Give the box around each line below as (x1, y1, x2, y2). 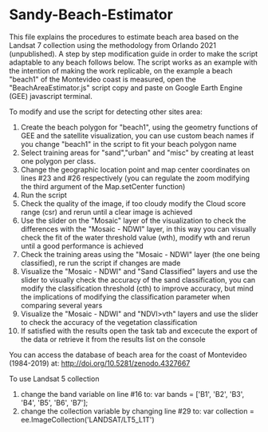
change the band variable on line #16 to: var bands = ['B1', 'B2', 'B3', (20, 389, 245, 398)
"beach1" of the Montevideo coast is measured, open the (9, 74, 196, 84)
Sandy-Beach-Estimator (9, 6, 174, 24)
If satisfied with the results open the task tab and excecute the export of (20, 326, 258, 335)
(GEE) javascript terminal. (9, 91, 93, 101)
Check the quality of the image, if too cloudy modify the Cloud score (20, 198, 246, 208)
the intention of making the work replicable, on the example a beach (9, 65, 233, 75)
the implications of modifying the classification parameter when (20, 291, 231, 301)
